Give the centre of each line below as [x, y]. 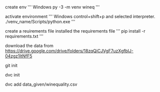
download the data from [29, 46]
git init [11, 65]
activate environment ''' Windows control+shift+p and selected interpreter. [80, 16]
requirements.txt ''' [24, 36]
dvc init [12, 75]
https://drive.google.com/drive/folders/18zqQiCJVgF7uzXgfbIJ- [69, 51]
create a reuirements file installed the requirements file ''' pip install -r [75, 31]
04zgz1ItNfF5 [19, 56]
